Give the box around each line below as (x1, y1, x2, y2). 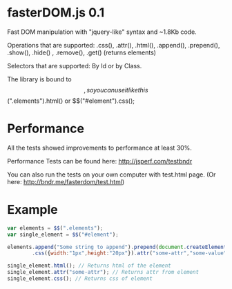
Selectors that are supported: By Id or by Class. (7, 61, 142, 70)
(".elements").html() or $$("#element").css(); (7, 97, 135, 105)
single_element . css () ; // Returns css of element (7, 275, 153, 282)
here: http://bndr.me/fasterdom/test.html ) (7, 177, 125, 186)
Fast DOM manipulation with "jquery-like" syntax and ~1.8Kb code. (7, 28, 197, 36)
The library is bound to (7, 74, 72, 83)
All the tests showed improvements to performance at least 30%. (7, 143, 192, 152)
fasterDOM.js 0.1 (7, 5, 105, 21)
